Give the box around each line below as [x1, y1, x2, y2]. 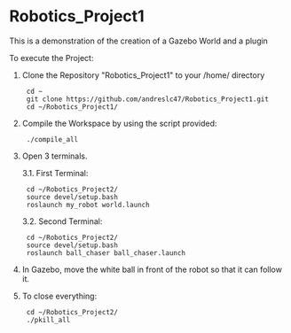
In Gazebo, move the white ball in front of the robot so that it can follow [21, 264, 282, 275]
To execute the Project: [9, 52, 94, 63]
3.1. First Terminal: [21, 167, 89, 178]
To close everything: [21, 290, 98, 301]
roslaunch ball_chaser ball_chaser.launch [26, 248, 186, 258]
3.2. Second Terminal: [21, 215, 103, 227]
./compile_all [26, 135, 79, 143]
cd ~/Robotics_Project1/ [26, 102, 118, 112]
